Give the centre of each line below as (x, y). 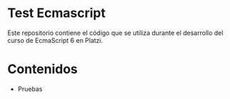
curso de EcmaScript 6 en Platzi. (55, 40)
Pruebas (30, 89)
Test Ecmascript (57, 13)
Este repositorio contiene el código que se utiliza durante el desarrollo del (115, 33)
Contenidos (43, 69)
